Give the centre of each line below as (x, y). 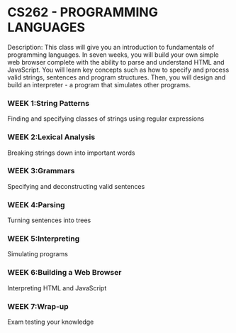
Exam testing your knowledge (51, 322)
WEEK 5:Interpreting (44, 239)
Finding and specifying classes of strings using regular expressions (106, 119)
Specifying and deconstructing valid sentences (76, 186)
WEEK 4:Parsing (36, 204)
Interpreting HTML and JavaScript (57, 288)
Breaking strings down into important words (72, 153)
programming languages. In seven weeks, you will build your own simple (113, 55)
